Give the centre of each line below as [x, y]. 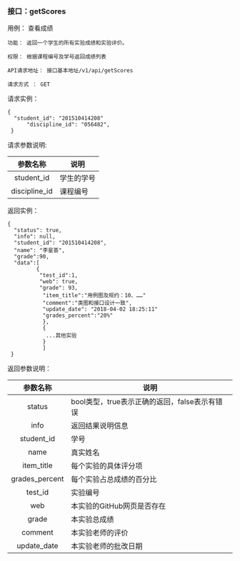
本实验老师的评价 [100, 533]
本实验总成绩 [92, 520]
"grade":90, [32, 257]
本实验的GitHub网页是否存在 [119, 506]
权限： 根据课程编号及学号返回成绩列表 [57, 57]
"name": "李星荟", [40, 251]
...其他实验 [61, 336]
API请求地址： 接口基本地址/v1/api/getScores [70, 71]
